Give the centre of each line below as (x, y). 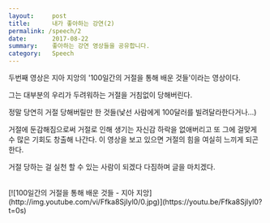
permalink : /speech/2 (45, 31)
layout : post (38, 16)
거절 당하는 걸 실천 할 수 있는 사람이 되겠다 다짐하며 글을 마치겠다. (112, 167)
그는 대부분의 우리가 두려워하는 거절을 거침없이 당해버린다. (101, 95)
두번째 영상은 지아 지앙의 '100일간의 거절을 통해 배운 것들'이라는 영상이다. (124, 77)
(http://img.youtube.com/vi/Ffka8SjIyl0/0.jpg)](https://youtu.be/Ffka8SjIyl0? (135, 202)
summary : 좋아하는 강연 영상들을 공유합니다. (79, 46)
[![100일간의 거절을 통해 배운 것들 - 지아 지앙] (80, 193)
